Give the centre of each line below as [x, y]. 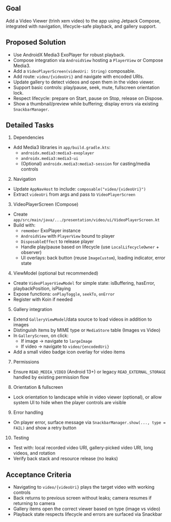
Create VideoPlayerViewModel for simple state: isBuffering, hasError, [84, 283]
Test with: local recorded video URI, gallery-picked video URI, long [83, 448]
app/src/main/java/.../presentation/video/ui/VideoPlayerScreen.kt [86, 220]
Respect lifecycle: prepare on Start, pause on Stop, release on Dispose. [88, 98]
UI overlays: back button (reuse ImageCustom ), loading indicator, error [93, 258]
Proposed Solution [36, 42]
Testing [21, 438]
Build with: [24, 225]
